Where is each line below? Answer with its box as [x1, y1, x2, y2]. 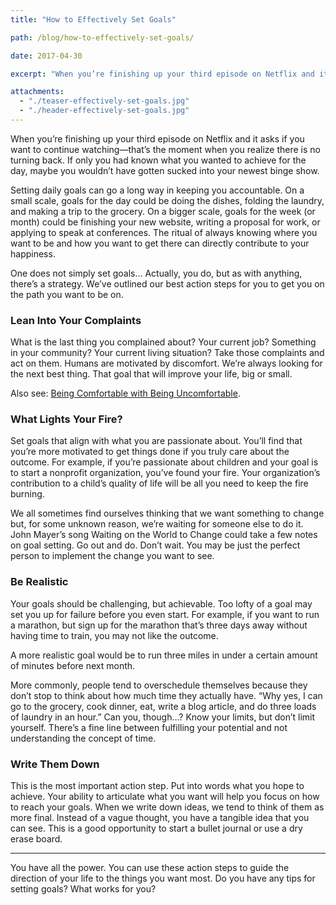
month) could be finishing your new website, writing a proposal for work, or [10, 216, 321, 228]
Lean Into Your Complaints [10, 313, 142, 327]
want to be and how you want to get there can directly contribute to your [10, 237, 310, 249]
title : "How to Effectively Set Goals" [10, 14, 177, 25]
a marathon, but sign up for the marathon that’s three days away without [10, 619, 308, 631]
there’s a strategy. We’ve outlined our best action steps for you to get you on [10, 277, 325, 290]
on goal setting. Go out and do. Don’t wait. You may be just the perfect [10, 539, 301, 551]
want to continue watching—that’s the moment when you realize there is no [10, 143, 321, 155]
